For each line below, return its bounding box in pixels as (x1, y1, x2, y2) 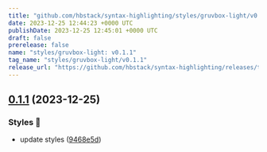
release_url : (8, 64, 52, 72)
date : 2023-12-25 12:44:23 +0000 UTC (8, 19, 133, 27)
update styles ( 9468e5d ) (19, 134, 102, 144)
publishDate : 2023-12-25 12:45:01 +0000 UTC (8, 26, 158, 34)
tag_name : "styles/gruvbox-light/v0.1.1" (8, 57, 148, 64)
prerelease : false (8, 41, 69, 49)
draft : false (8, 33, 52, 42)
